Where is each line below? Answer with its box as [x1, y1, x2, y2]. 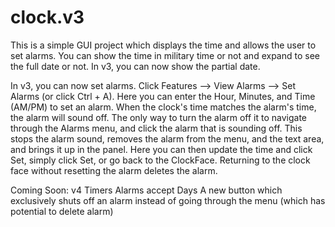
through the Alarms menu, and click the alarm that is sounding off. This [10, 122, 303, 134]
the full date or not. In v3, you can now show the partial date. [10, 60, 261, 72]
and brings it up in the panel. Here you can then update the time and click [10, 143, 313, 155]
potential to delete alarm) [10, 205, 114, 217]
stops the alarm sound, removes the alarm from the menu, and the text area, [10, 132, 325, 145]
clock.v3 [10, 6, 85, 29]
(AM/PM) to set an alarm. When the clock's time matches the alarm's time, [10, 101, 317, 113]
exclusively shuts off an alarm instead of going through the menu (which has [10, 194, 326, 206]
